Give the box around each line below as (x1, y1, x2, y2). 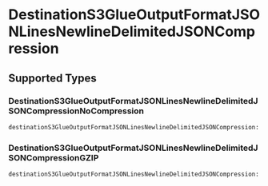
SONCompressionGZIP (8, 152, 99, 163)
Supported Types (8, 71, 98, 85)
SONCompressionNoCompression (8, 105, 145, 117)
